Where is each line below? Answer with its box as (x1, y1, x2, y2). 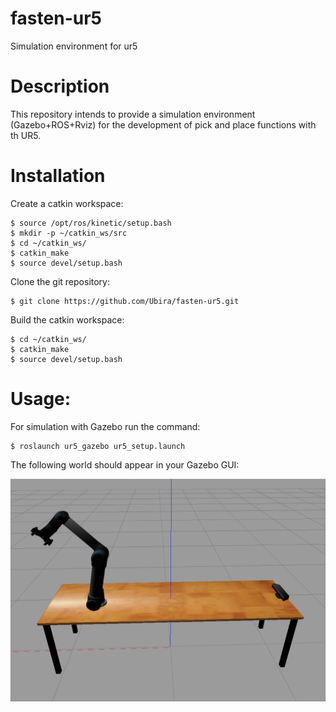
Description (10, 75, 110, 98)
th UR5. (10, 129, 42, 141)
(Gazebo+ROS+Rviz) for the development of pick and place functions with (10, 118, 317, 131)
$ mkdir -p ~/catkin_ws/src (10, 228, 128, 238)
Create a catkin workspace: (10, 197, 124, 209)
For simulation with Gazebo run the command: (10, 420, 201, 432)
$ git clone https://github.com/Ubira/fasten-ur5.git (10, 296, 240, 306)
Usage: (10, 388, 72, 410)
